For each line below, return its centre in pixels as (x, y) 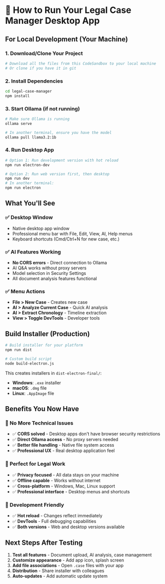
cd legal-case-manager (28, 91)
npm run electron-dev (27, 165)
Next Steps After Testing (44, 543)
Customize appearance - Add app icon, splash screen (68, 560)
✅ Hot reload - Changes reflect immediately (57, 515)
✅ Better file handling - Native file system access (63, 445)
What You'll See (30, 203)
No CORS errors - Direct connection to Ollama (60, 263)
